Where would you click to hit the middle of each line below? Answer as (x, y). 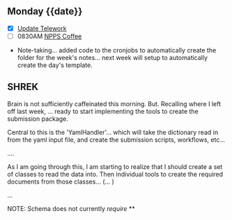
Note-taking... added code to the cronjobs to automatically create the (117, 50)
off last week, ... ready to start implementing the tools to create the (103, 111)
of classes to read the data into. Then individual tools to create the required (115, 174)
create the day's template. (55, 65)
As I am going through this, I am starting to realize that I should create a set (115, 166)
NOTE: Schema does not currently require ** (71, 208)
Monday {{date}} (45, 12)
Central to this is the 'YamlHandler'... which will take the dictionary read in (113, 132)
